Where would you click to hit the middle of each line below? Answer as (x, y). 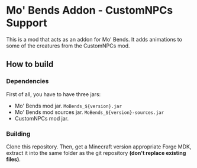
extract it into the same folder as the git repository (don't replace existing (96, 153)
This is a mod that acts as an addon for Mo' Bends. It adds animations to (94, 39)
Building (18, 134)
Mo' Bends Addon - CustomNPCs (90, 10)
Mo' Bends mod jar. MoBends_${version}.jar (68, 106)
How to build (30, 64)
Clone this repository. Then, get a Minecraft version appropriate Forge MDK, (99, 147)
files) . (13, 159)
